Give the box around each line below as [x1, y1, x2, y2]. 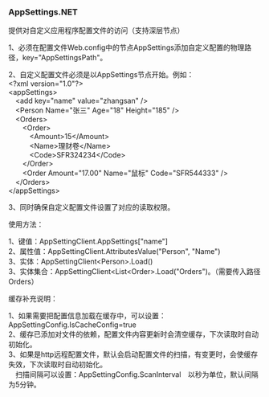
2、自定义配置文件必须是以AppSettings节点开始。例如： [8, 70, 194, 80]
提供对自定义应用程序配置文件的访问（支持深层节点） [8, 26, 185, 35]
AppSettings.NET [8, 6, 79, 18]
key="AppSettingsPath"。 [22, 53, 108, 63]
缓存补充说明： [8, 294, 58, 304]
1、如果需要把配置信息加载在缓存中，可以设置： [8, 311, 166, 321]
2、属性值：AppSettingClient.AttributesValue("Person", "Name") [8, 247, 221, 256]
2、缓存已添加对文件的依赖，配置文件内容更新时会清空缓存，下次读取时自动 [8, 329, 259, 339]
